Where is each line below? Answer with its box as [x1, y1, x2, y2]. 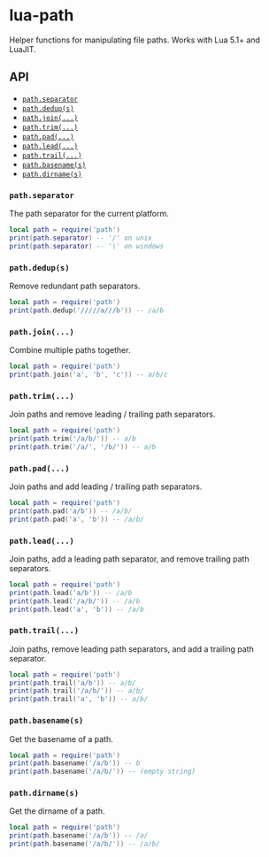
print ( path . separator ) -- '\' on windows [9, 241, 165, 250]
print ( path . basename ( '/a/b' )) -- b [9, 759, 141, 768]
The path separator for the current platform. [9, 209, 170, 219]
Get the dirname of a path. [9, 806, 105, 816]
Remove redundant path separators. [9, 280, 141, 291]
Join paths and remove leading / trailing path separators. [9, 409, 216, 420]
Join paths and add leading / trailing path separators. [9, 481, 203, 492]
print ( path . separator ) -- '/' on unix [9, 233, 152, 242]
